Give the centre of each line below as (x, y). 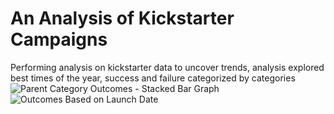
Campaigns (59, 39)
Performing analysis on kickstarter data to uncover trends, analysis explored (167, 67)
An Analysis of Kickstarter (122, 18)
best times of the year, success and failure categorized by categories (153, 78)
